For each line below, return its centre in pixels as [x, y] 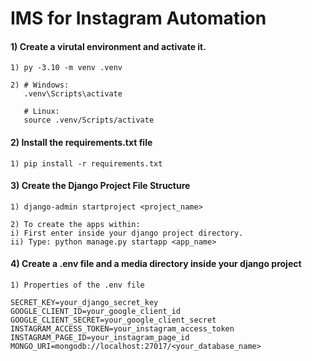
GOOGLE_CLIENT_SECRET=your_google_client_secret [113, 320]
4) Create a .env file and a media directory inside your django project [156, 264]
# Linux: [41, 112]
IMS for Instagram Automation [138, 18]
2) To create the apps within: [75, 224]
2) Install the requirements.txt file [81, 142]
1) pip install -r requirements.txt [86, 163]
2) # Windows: [40, 85]
